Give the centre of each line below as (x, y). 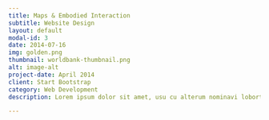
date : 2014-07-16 (37, 45)
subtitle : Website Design (51, 23)
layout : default (35, 30)
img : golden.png (35, 52)
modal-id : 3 (28, 38)
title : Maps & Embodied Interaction (69, 15)
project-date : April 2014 (51, 75)
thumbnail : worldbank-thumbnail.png (69, 60)
